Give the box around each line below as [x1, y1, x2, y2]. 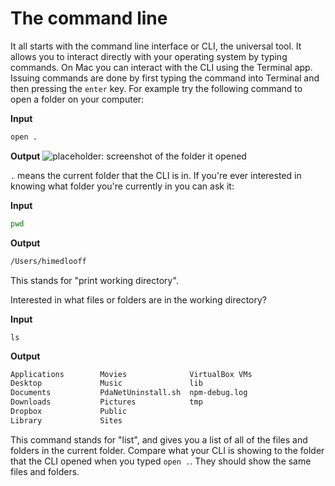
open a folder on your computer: [10, 93, 145, 105]
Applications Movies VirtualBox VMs [10, 369, 253, 379]
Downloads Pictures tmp [10, 397, 203, 407]
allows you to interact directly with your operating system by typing [10, 50, 288, 62]
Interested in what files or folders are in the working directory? [10, 293, 268, 306]
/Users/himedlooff [10, 256, 87, 266]
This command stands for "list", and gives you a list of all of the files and [10, 433, 308, 446]
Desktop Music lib [10, 378, 203, 389]
